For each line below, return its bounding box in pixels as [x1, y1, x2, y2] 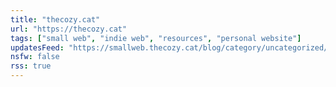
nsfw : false [10, 52, 60, 62]
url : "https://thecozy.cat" [10, 24, 128, 34]
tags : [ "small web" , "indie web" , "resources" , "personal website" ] [10, 33, 302, 43]
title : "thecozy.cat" [10, 14, 101, 25]
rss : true [10, 61, 52, 71]
